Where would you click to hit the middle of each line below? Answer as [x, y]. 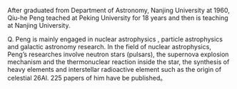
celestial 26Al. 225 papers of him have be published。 [87, 78]
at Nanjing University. [39, 25]
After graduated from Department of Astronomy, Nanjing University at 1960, [118, 10]
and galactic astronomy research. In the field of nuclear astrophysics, [110, 47]
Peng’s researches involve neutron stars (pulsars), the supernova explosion [118, 54]
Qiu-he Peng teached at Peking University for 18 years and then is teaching [118, 18]
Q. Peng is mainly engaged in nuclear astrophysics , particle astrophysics [115, 39]
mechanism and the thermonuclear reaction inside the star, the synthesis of [118, 62]
